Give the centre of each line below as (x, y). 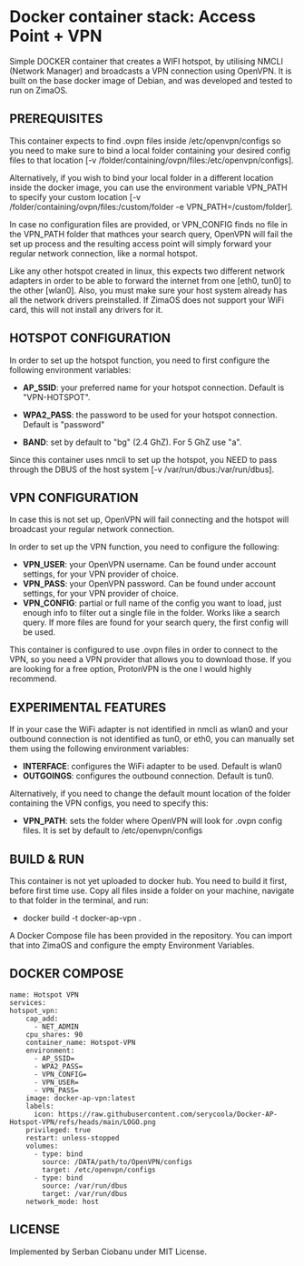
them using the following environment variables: (99, 749)
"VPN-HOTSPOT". (56, 397)
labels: (40, 1106)
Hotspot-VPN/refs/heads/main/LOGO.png (83, 1122)
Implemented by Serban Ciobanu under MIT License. (108, 1251)
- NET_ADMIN (56, 1026)
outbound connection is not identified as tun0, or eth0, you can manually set (152, 739)
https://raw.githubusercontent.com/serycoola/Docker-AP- (168, 1114)
